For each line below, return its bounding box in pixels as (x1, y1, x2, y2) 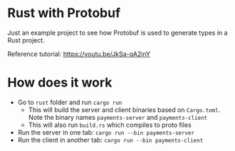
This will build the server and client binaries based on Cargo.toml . (28, 105, 221, 114)
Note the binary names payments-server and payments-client (28, 113, 208, 121)
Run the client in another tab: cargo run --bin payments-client (17, 135, 204, 144)
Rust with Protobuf (7, 5, 121, 21)
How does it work (7, 74, 113, 91)
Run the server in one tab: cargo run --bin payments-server (17, 128, 194, 136)
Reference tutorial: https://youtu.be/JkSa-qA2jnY (7, 50, 151, 58)
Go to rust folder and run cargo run (17, 98, 122, 106)
